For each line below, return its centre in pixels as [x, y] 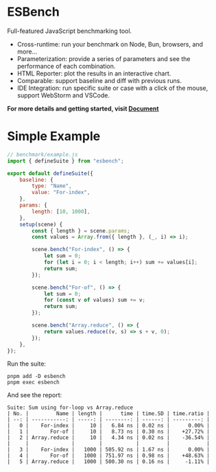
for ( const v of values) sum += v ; [95, 300]
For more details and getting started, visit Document [83, 108]
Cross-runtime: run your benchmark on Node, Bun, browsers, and [110, 44]
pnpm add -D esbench [37, 377]
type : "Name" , [52, 186]
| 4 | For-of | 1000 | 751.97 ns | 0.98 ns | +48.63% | [109, 456]
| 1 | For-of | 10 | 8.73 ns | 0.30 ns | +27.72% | [109, 432]
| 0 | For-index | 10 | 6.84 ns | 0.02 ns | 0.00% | [109, 426]
